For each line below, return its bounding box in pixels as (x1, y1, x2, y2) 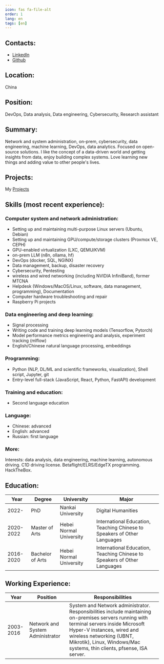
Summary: (5, 126, 38, 134)
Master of (31, 524, 54, 531)
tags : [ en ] (5, 21, 27, 26)
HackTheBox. (5, 467, 32, 473)
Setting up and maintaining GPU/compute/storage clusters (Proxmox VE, (12, 236, 158, 242)
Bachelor (31, 551, 52, 557)
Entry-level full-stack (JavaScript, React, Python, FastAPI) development (12, 377, 156, 383)
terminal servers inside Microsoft (69, 621, 145, 627)
